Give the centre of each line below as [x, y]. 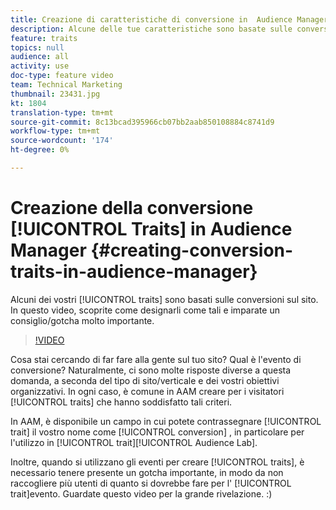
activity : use [40, 66]
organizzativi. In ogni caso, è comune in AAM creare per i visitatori [147, 391]
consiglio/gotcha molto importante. [82, 320]
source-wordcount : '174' [62, 141]
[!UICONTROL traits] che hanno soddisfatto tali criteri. [121, 402]
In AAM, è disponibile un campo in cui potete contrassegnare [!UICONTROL [166, 421]
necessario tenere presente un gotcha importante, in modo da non [147, 472]
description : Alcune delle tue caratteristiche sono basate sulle [151, 29]
